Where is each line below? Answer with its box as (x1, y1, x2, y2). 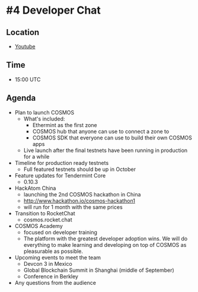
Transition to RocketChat (14, 210, 75, 217)
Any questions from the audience (14, 279, 97, 286)
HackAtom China (14, 185, 56, 192)
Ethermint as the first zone (32, 121, 98, 128)
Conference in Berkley (23, 272, 79, 280)
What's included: (23, 115, 65, 122)
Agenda (6, 93, 36, 103)
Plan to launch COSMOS (14, 109, 75, 116)
